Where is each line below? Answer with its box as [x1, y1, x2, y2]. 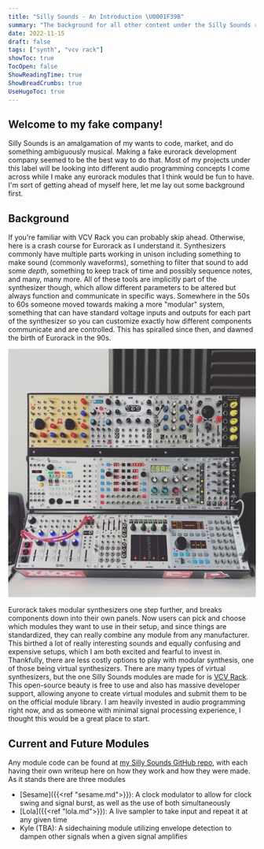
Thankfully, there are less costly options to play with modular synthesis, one [8, 655, 254, 665]
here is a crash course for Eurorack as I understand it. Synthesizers [8, 241, 226, 251]
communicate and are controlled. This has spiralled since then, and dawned [8, 325, 254, 334]
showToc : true [8, 54, 55, 62]
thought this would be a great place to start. [8, 714, 150, 724]
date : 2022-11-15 [8, 29, 65, 37]
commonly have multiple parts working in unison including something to [8, 249, 241, 259]
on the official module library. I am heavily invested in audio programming [8, 698, 246, 707]
